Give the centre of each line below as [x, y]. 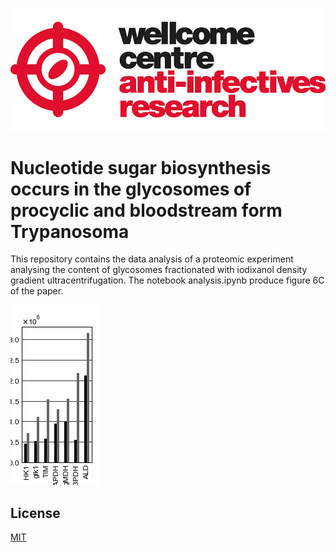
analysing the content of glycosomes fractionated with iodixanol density [159, 270]
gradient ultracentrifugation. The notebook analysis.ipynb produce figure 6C [167, 280]
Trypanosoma [70, 231]
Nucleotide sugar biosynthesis [141, 167]
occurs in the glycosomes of [131, 189]
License [35, 513]
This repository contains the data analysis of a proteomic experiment [152, 259]
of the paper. [37, 291]
